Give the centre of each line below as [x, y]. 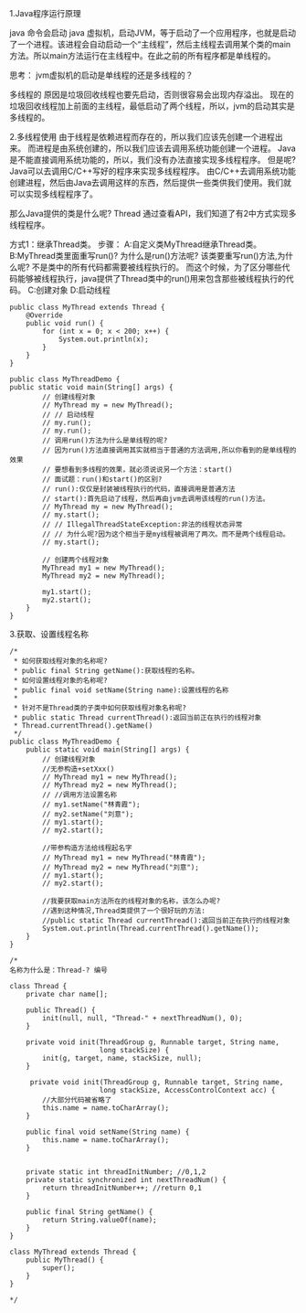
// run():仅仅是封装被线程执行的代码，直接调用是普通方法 [139, 489]
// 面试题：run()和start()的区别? [102, 479]
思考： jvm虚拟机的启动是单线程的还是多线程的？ [101, 75]
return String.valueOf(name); [100, 1220]
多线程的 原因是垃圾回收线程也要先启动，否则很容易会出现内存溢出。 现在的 [152, 95]
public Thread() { [61, 1010]
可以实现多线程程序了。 [53, 194]
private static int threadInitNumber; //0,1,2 [116, 1172]
